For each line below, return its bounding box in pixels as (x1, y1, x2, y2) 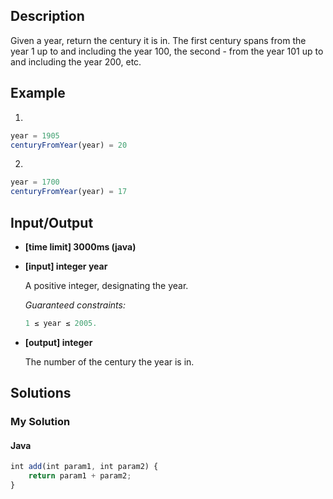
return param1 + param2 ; (28, 471, 132, 481)
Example (10, 85, 66, 102)
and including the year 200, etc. (10, 55, 142, 68)
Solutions (10, 385, 72, 402)
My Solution (10, 415, 71, 429)
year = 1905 (10, 130, 60, 141)
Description (10, 8, 85, 25)
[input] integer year (24, 260, 108, 272)
